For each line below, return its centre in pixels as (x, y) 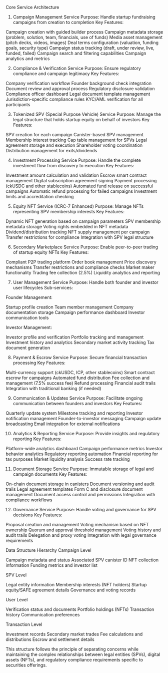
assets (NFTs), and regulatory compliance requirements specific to (74, 660)
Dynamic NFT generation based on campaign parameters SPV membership (83, 221)
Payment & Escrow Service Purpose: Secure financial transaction (80, 357)
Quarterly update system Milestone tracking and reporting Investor (74, 413)
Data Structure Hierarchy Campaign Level (48, 550)
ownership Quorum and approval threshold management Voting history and (83, 530)
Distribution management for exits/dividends (51, 150)
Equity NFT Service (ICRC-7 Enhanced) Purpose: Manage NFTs (78, 206)
